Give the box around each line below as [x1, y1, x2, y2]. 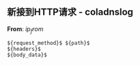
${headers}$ [7, 45, 41, 52]
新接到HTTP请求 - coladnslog [7, 6, 134, 18]
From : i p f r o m [7, 24, 44, 35]
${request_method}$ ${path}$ [7, 39, 90, 46]
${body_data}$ [7, 51, 48, 58]
